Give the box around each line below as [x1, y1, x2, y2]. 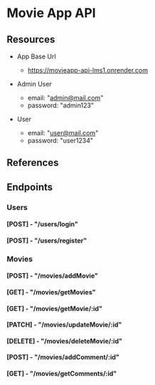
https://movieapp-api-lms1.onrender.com [27, 66, 149, 74]
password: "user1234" [27, 137, 94, 144]
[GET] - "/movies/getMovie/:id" [6, 304, 102, 312]
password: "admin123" [27, 101, 94, 110]
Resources [6, 33, 55, 46]
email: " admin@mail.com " [27, 94, 104, 102]
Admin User [16, 80, 53, 88]
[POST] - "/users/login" [6, 220, 79, 228]
